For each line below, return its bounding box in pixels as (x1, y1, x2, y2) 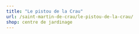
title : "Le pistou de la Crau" (6, 8, 83, 14)
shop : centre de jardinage (6, 19, 73, 25)
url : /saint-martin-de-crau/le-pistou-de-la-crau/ (6, 14, 134, 20)
